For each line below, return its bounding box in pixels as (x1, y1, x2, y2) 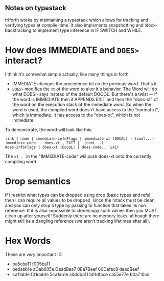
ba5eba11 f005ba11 (12, 261, 50, 267)
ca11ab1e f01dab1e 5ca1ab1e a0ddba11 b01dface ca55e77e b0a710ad (12, 271, 150, 277)
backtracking (5, 27, 32, 33)
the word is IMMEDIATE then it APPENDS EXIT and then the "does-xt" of (12, 96, 158, 102)
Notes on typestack (5, 4, 67, 12)
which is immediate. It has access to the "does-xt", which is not (12, 112, 141, 118)
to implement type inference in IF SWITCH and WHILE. (32, 27, 142, 33)
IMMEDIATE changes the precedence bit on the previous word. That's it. (12, 80, 158, 86)
